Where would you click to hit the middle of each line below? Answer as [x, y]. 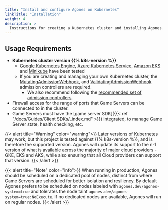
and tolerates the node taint [59, 191]
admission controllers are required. [56, 87]
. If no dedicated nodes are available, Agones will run [107, 197]
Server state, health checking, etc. [48, 124]
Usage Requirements [38, 49]
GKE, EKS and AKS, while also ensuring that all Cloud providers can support [83, 155]
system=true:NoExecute [29, 197]
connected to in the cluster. [40, 108]
